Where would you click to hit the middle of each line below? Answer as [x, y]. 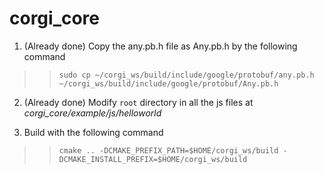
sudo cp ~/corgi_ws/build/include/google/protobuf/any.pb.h [186, 75]
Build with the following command [93, 132]
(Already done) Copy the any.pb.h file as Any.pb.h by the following [160, 46]
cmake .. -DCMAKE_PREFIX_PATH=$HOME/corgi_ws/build [168, 150]
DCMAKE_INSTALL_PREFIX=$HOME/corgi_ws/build [153, 159]
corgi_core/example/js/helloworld [92, 113]
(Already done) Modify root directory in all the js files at [138, 102]
